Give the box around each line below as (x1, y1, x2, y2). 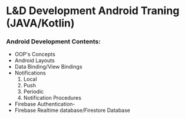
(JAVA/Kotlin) (6, 16, 75, 30)
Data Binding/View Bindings (14, 63, 82, 70)
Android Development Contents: (6, 38, 101, 46)
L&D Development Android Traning (6, 4, 180, 18)
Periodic (23, 88, 44, 95)
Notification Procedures (23, 94, 81, 101)
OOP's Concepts (14, 51, 56, 58)
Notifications (14, 69, 46, 77)
